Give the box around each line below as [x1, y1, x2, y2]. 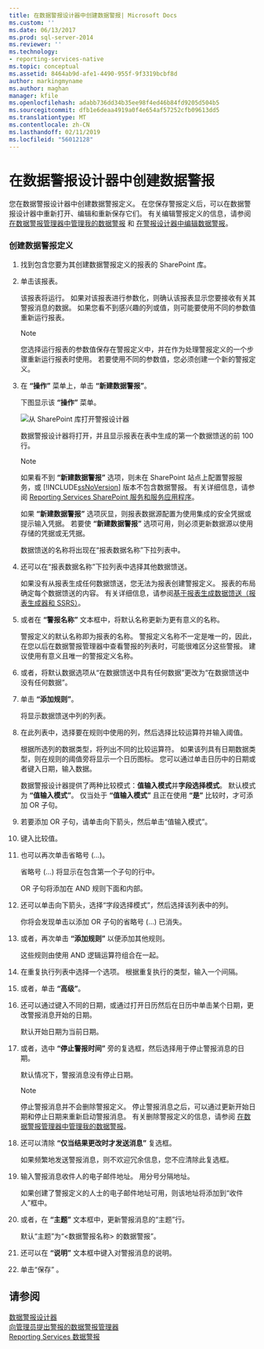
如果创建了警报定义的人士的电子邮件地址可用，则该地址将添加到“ [20, 1188, 230, 1198]
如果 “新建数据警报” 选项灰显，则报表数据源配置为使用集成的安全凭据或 [20, 509, 251, 518]
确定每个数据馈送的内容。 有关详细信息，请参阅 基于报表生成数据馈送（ [20, 588, 249, 597]
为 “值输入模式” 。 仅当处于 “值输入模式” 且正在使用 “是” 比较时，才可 [20, 790, 247, 800]
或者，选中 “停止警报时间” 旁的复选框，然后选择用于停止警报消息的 [20, 1043, 238, 1052]
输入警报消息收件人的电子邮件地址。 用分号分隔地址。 [20, 1171, 194, 1181]
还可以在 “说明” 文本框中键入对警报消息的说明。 [20, 1248, 176, 1257]
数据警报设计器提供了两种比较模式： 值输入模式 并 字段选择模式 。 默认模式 [20, 780, 256, 789]
